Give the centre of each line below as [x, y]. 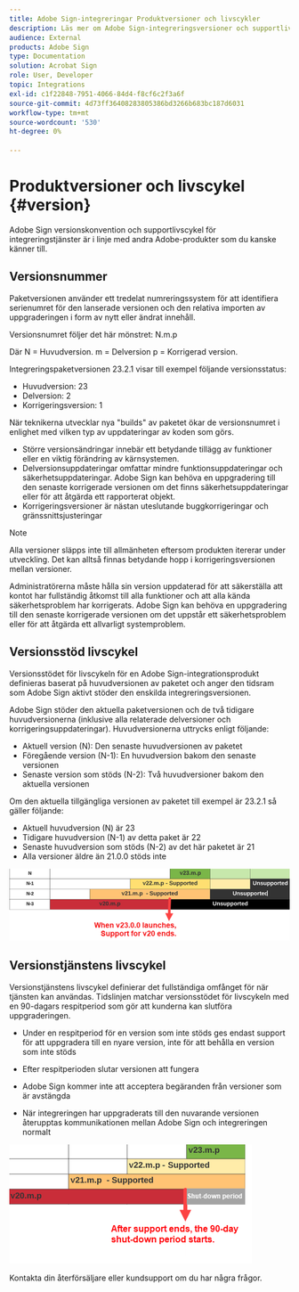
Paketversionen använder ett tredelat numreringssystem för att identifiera [144, 298]
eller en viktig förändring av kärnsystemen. [101, 458]
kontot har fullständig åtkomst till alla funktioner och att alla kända [130, 595]
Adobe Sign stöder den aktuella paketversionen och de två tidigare [132, 709]
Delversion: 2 [46, 396]
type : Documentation [48, 57]
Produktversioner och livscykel [127, 186]
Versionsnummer [59, 277]
